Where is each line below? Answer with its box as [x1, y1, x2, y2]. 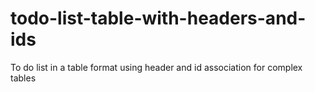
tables [10, 72, 37, 84]
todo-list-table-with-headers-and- [10, 7, 307, 30]
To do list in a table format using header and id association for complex [10, 61, 303, 73]
